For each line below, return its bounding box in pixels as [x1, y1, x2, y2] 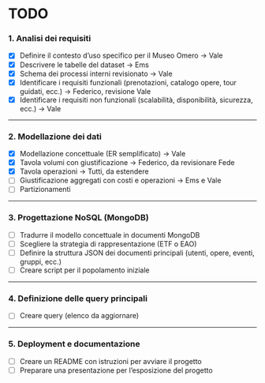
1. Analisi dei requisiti [8, 33, 91, 44]
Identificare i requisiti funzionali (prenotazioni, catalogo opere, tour [19, 77, 237, 87]
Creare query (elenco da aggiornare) [19, 311, 140, 321]
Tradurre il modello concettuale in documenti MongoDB [19, 230, 200, 239]
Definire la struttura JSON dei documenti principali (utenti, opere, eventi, [19, 248, 255, 257]
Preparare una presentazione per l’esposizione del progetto [19, 365, 213, 375]
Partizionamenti [19, 185, 71, 194]
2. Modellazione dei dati [8, 131, 103, 142]
